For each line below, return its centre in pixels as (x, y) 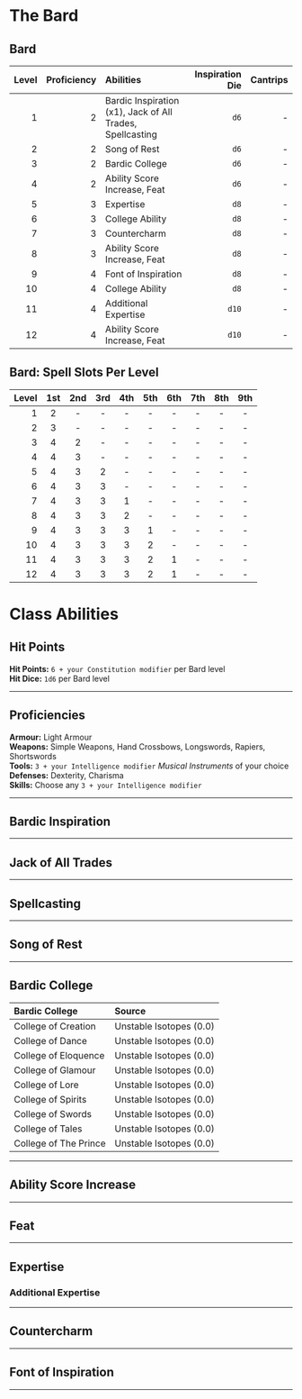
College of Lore (46, 1085)
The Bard (44, 16)
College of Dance (51, 1040)
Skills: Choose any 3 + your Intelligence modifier (106, 785)
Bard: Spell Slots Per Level (84, 372)
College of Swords (53, 1113)
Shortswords (33, 756)
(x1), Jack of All (138, 112)
